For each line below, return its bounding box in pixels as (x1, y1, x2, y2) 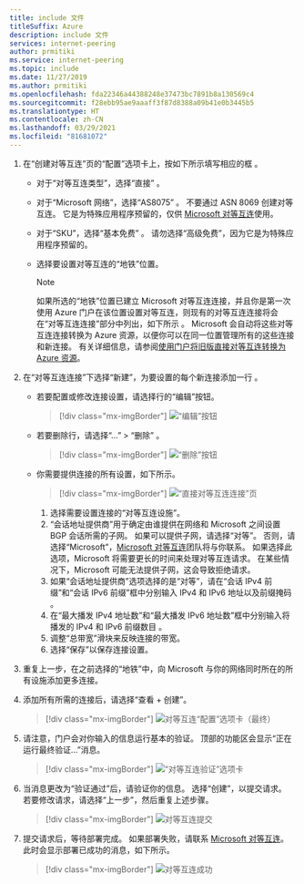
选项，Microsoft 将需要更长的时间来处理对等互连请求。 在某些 (49, 552, 282, 563)
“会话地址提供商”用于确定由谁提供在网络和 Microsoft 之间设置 (49, 519, 281, 529)
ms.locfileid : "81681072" (9, 132, 107, 141)
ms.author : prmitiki (9, 81, 88, 90)
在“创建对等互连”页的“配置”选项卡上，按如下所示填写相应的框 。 (22, 158, 263, 169)
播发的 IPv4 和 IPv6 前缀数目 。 (49, 621, 167, 632)
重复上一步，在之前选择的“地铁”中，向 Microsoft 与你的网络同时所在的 (22, 663, 286, 674)
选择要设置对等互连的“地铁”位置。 (35, 258, 164, 269)
